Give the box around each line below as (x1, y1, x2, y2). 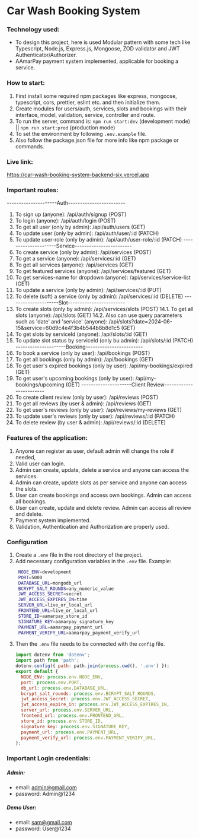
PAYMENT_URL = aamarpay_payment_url (18, 624, 104, 630)
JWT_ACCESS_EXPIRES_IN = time (18, 596, 88, 603)
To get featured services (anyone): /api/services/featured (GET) (15, 268, 171, 275)
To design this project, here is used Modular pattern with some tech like (15, 39, 191, 46)
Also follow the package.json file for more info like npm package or (15, 137, 179, 144)
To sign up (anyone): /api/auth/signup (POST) (15, 211, 127, 218)
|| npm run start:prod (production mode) (15, 123, 115, 131)
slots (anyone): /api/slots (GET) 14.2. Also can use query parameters (15, 312, 182, 319)
